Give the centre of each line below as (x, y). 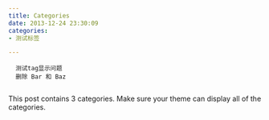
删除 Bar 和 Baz (41, 77)
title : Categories (39, 16)
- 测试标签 (24, 38)
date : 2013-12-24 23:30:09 (53, 23)
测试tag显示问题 (39, 69)
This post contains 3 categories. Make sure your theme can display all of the (135, 99)
